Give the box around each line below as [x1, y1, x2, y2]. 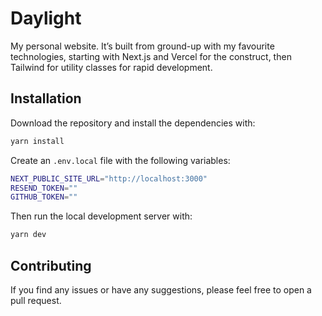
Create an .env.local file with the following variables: [10, 154, 231, 166]
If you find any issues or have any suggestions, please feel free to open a [10, 283, 312, 296]
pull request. [10, 294, 62, 306]
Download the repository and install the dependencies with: [10, 117, 256, 129]
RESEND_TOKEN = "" [10, 183, 78, 193]
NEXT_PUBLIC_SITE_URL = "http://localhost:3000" [10, 173, 208, 184]
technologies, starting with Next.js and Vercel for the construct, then [10, 50, 292, 62]
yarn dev [10, 230, 47, 240]
